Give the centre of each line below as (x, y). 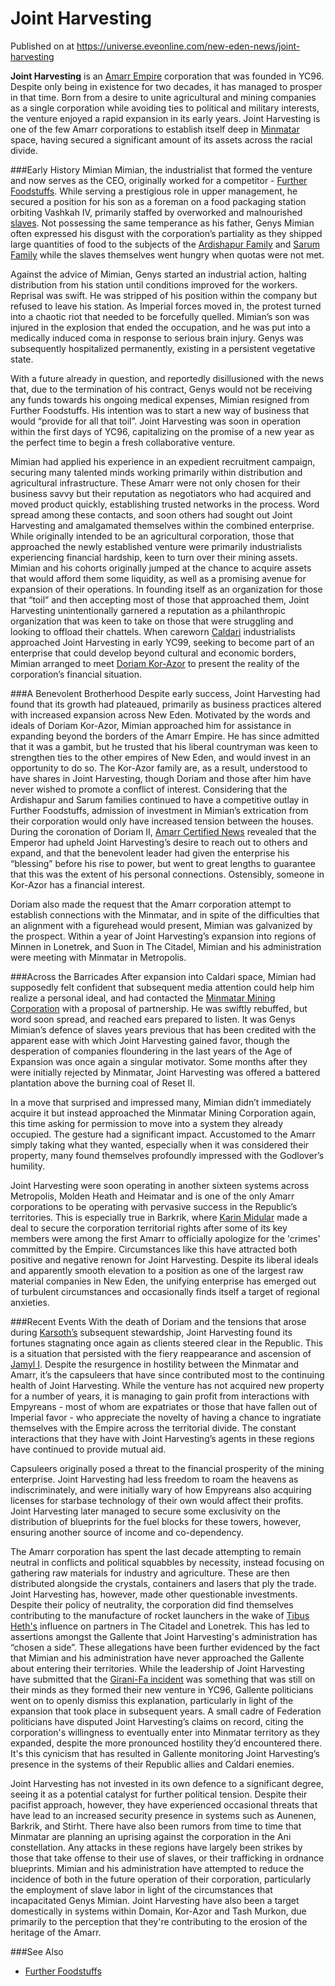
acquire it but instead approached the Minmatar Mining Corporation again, (163, 1113)
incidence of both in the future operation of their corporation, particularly (161, 1879)
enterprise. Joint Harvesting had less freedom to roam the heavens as (154, 1479)
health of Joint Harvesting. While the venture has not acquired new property (167, 1385)
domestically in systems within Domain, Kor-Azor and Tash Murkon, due (158, 1911)
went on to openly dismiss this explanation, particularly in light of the (152, 1700)
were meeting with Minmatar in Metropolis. (98, 957)
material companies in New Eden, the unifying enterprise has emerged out (163, 1281)
